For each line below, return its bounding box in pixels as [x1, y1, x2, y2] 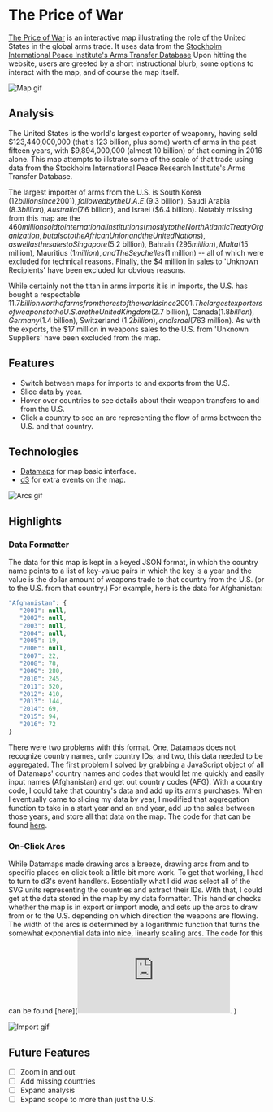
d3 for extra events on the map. [19, 475, 126, 485]
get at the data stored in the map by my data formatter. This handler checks [8, 894, 262, 904]
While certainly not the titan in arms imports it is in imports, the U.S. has [8, 281, 248, 291]
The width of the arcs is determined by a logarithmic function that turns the [8, 920, 260, 930]
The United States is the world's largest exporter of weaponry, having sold [8, 128, 258, 138]
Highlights [8, 514, 63, 528]
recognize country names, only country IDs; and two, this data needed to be [8, 751, 264, 760]
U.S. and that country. [19, 421, 93, 431]
